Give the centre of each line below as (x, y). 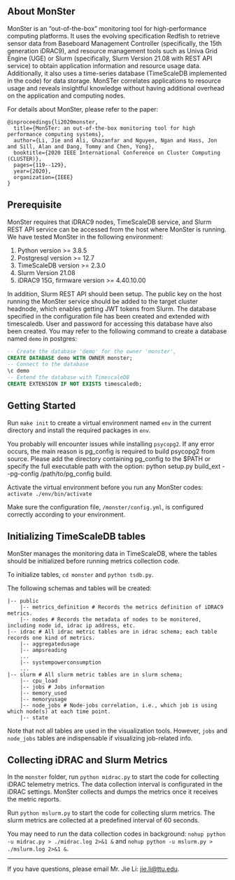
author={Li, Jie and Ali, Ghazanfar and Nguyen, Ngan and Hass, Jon (115, 140)
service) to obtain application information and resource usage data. (104, 65)
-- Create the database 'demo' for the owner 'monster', (92, 351)
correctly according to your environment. (66, 514)
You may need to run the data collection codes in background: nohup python (116, 834)
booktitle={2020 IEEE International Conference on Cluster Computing (117, 153)
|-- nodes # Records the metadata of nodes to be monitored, (111, 619)
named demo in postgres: (42, 338)
